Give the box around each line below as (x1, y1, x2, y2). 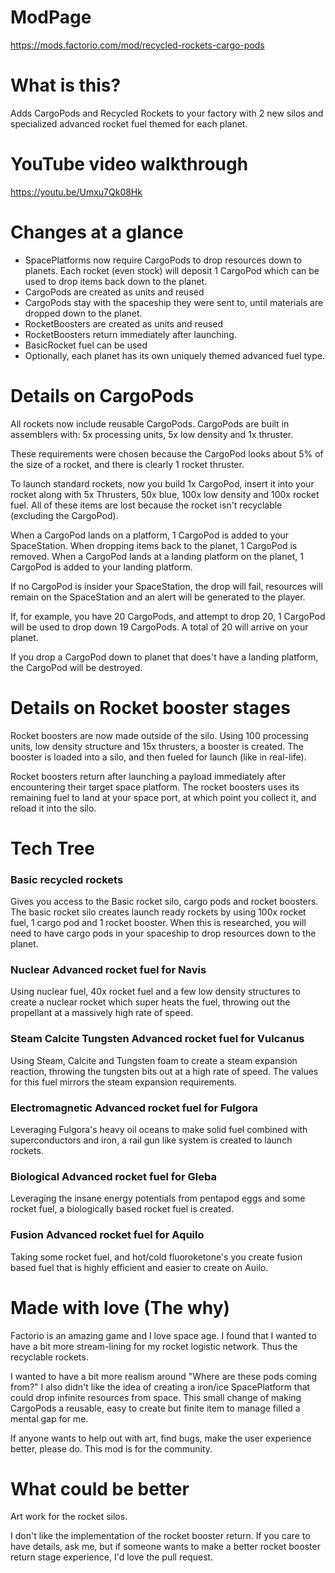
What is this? (10, 74, 122, 97)
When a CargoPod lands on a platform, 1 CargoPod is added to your (10, 529, 290, 541)
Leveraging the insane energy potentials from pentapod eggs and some (10, 1192, 306, 1205)
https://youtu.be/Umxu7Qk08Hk (10, 186, 143, 198)
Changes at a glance (10, 221, 184, 243)
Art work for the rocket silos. (10, 1511, 128, 1523)
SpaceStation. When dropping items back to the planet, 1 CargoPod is (10, 539, 298, 551)
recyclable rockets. (10, 1351, 89, 1363)
